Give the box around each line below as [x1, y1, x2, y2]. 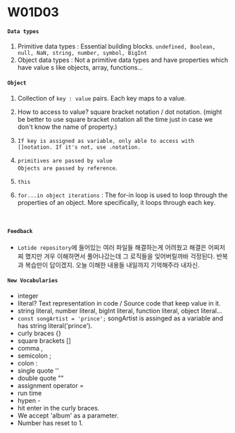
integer [17, 291, 39, 300]
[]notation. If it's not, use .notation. [17, 144, 141, 151]
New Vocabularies [7, 277, 58, 284]
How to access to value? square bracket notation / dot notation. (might [17, 107, 222, 116]
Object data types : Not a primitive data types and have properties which [17, 56, 229, 64]
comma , [17, 344, 44, 352]
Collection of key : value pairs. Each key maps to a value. [17, 94, 186, 102]
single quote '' [17, 367, 60, 375]
